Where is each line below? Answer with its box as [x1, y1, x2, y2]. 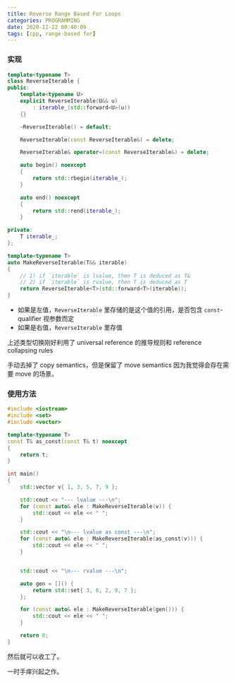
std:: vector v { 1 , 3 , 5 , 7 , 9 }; [20, 483, 118, 491]
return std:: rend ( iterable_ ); [32, 207, 121, 214]
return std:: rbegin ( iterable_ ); [32, 175, 128, 182]
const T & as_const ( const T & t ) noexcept [7, 437, 128, 445]
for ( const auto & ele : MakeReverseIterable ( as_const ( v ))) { [20, 535, 204, 543]
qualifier [17, 314, 42, 323]
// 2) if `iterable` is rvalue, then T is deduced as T [20, 278, 188, 286]
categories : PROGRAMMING [7, 17, 80, 24]
